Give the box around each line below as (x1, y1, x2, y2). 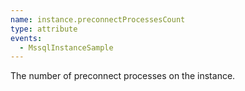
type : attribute (10, 24, 78, 34)
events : (10, 33, 43, 43)
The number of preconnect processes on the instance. (10, 70, 236, 82)
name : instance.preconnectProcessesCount (10, 14, 186, 25)
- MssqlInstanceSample (19, 42, 114, 53)
